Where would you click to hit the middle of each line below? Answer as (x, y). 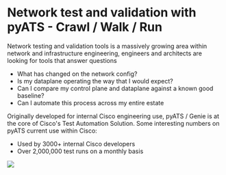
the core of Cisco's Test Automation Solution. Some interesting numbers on (114, 123)
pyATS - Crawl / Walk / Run (85, 27)
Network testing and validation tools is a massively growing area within (107, 46)
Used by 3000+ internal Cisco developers (76, 144)
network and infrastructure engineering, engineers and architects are (104, 53)
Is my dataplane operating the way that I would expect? (95, 81)
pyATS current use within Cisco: (52, 131)
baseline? (30, 95)
